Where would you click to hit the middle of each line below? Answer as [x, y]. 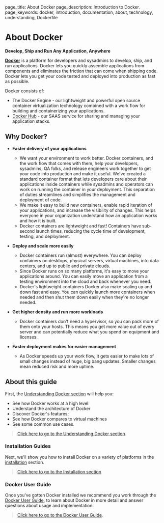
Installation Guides [28, 446]
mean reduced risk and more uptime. [57, 366]
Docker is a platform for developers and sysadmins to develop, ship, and [79, 60]
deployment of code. [41, 200]
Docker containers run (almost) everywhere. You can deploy [81, 255]
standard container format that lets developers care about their [83, 179]
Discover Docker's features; [41, 413]
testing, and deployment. [45, 236]
